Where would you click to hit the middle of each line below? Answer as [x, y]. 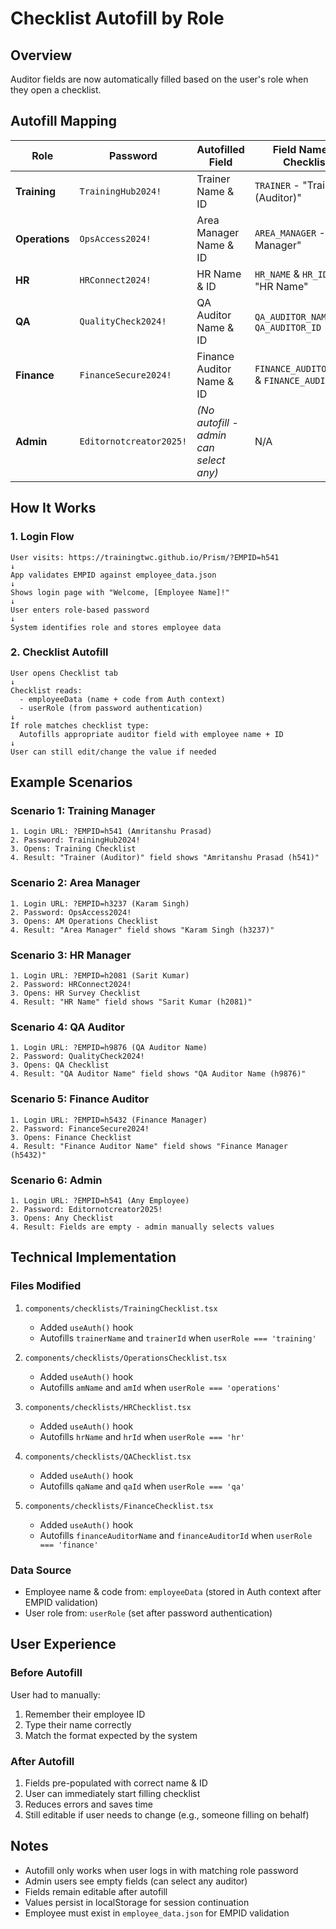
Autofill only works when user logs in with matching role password [161, 1870]
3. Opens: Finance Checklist [71, 1137]
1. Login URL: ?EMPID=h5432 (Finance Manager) [109, 1120]
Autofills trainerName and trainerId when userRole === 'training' [178, 1338]
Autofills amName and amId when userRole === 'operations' [160, 1387]
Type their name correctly [78, 1724]
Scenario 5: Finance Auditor [80, 1099]
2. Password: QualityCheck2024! [77, 1057]
